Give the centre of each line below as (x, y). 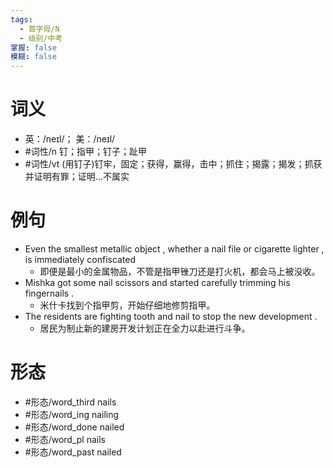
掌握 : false (33, 47)
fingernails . (49, 293)
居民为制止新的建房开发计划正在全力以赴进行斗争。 (145, 328)
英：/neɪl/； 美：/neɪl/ (70, 139)
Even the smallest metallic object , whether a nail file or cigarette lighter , (174, 249)
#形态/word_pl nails (65, 439)
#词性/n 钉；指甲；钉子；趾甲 (85, 152)
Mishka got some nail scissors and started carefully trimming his (157, 282)
